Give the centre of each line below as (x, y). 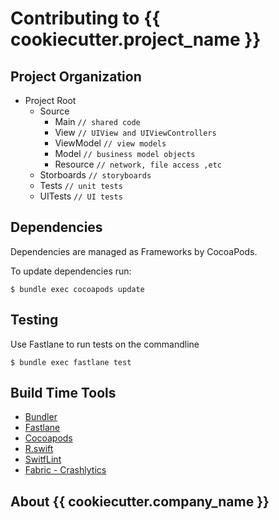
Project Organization (76, 76)
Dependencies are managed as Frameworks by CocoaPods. (134, 251)
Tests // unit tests (81, 185)
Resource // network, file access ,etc (138, 164)
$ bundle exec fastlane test (71, 362)
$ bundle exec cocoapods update (77, 289)
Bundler (41, 417)
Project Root (50, 100)
